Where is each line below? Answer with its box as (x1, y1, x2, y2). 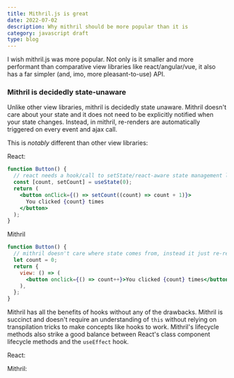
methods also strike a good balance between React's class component (7, 330, 210, 338)
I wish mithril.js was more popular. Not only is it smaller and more (7, 55, 194, 63)
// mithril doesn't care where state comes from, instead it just (13, 250, 210, 258)
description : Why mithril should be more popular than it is (7, 23, 189, 30)
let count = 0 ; (13, 257, 58, 264)
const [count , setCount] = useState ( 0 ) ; (13, 179, 132, 186)
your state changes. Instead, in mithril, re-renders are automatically (7, 118, 201, 126)
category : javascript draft (7, 29, 89, 37)
